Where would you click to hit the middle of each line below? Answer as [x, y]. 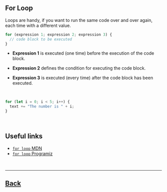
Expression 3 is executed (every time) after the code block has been [83, 78]
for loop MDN [27, 148]
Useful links [24, 136]
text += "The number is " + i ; [42, 106]
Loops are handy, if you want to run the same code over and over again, [79, 20]
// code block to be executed [41, 39]
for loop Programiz [33, 153]
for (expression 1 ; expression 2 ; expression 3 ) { [59, 34]
